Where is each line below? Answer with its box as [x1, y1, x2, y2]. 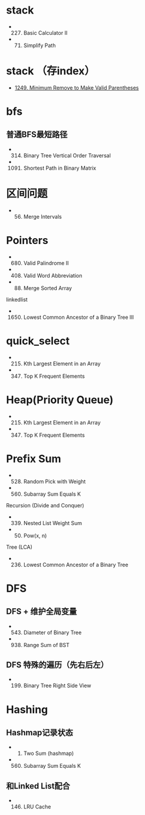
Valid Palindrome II [23, 259, 69, 266]
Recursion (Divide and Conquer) [6, 501, 84, 509]
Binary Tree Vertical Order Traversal [23, 151, 111, 159]
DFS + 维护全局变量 [6, 606, 77, 616]
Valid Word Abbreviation [23, 272, 83, 279]
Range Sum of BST [23, 641, 70, 648]
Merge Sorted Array [23, 284, 72, 292]
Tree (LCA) [6, 543, 32, 550]
